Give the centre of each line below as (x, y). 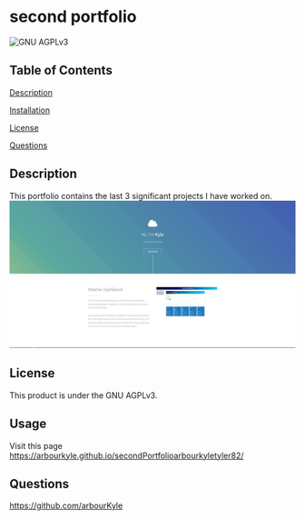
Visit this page (36, 445)
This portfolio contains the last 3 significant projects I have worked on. (141, 195)
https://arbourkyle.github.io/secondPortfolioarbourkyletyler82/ (127, 455)
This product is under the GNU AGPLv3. (84, 395)
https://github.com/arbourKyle (66, 505)
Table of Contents (61, 70)
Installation (30, 110)
